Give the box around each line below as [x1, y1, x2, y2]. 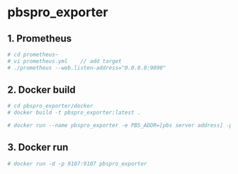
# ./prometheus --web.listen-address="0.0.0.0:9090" [7, 64, 166, 71]
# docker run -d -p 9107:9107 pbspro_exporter [7, 160, 147, 167]
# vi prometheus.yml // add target [7, 57, 122, 64]
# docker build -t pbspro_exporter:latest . [7, 109, 141, 117]
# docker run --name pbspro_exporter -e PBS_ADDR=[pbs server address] [7, 122, 223, 129]
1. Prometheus [7, 33, 72, 45]
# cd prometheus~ [7, 51, 59, 58]
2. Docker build [7, 84, 76, 96]
